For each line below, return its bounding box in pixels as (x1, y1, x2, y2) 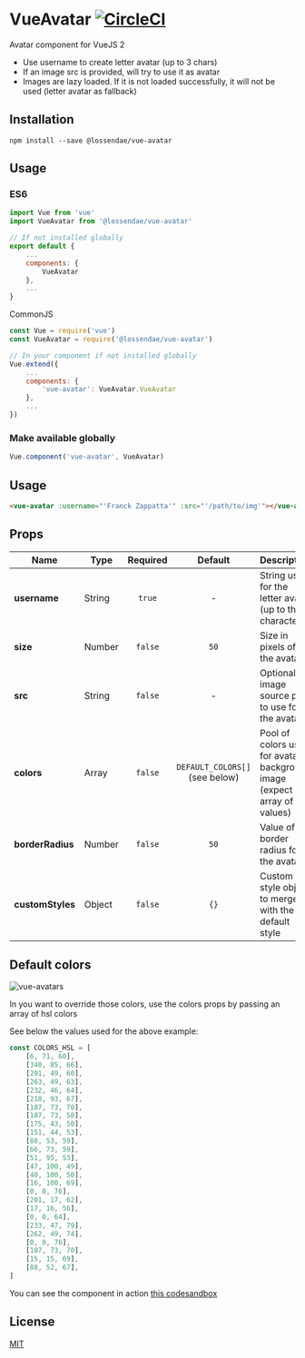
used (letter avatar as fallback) (22, 85, 138, 96)
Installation (9, 112, 74, 127)
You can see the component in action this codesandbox (9, 1287, 218, 1298)
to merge (260, 892, 299, 905)
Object (84, 898, 113, 910)
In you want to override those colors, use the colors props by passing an (9, 999, 280, 1009)
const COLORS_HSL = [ (9, 1044, 92, 1053)
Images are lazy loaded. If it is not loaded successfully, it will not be (22, 75, 275, 86)
